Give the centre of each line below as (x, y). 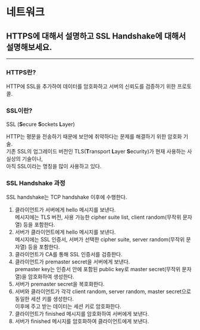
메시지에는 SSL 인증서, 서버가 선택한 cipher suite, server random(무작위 (100, 239)
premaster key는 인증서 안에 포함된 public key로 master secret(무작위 (98, 269)
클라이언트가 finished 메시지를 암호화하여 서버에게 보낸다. (82, 313)
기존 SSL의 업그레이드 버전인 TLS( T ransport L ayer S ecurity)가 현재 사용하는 (96, 151)
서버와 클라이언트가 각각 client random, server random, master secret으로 (103, 291)
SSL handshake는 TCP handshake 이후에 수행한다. (67, 197)
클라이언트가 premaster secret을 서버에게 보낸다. (72, 262)
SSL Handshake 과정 (36, 183)
